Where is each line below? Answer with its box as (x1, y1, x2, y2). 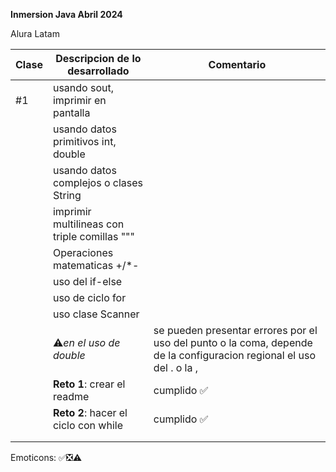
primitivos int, (52, 135, 117, 148)
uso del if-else (52, 275, 123, 288)
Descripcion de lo (55, 52, 142, 65)
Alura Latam (10, 28, 60, 39)
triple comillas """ (52, 230, 135, 243)
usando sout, (52, 81, 115, 94)
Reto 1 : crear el (52, 377, 126, 391)
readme (52, 390, 90, 403)
